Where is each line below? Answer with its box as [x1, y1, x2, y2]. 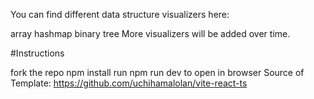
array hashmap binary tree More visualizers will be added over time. [10, 28, 291, 39]
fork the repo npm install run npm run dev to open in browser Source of [10, 67, 305, 78]
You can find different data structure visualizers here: [10, 9, 230, 20]
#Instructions [10, 47, 65, 59]
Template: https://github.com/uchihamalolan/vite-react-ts [10, 77, 248, 89]
